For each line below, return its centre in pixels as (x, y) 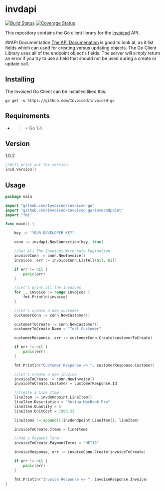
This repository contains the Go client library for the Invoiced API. (72, 32)
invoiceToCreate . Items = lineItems (51, 429)
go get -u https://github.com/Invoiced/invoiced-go (60, 100)
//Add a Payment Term (36, 438)
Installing (20, 79)
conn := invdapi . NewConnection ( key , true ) (59, 242)
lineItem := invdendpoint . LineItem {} (53, 397)
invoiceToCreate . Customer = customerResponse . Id (66, 383)
